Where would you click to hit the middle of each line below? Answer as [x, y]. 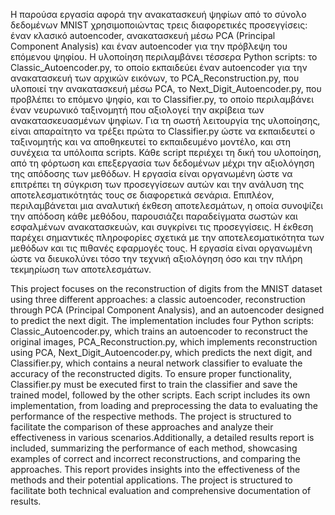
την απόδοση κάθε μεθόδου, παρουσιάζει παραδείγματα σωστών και [154, 216]
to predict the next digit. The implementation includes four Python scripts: [162, 320]
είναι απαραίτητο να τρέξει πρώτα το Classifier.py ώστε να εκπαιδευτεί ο [163, 131]
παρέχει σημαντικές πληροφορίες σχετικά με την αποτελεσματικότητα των [167, 237]
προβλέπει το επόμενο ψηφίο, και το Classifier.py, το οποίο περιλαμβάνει [162, 99]
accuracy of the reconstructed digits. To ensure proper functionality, [151, 373]
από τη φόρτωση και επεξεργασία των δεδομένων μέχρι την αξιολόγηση [162, 163]
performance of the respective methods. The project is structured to [151, 416]
